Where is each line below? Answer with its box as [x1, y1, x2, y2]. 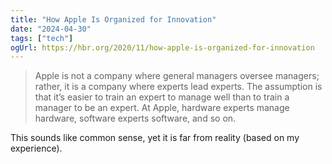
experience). [10, 142, 63, 155]
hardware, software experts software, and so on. [34, 112, 237, 125]
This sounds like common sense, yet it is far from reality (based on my [10, 132, 300, 144]
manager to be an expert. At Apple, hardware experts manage [34, 102, 290, 114]
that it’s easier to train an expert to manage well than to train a [34, 91, 290, 103]
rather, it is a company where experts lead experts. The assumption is [34, 81, 323, 93]
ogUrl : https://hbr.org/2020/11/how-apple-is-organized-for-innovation [10, 42, 315, 53]
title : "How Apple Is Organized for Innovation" [10, 14, 217, 25]
